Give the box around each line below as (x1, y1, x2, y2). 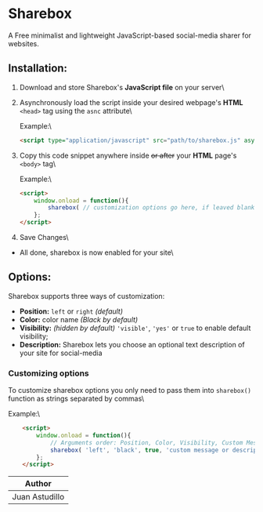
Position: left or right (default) (19, 307, 124, 316)
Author (24, 478, 52, 489)
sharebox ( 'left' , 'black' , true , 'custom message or (49, 446, 229, 454)
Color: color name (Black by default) (19, 314, 139, 324)
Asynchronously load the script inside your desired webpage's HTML (19, 97, 243, 107)
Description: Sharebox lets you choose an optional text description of (19, 340, 245, 349)
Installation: (8, 62, 68, 75)
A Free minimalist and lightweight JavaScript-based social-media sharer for (8, 31, 252, 40)
